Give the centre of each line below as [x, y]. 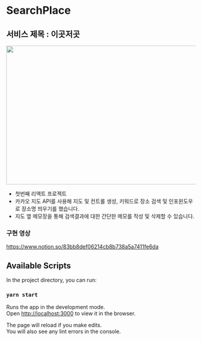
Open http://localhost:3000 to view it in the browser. [71, 313]
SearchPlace [38, 11]
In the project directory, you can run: [51, 280]
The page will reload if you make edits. [54, 325]
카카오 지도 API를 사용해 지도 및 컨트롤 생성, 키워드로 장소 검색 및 [91, 201]
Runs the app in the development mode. [56, 307]
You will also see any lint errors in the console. [64, 331]
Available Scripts [38, 266]
